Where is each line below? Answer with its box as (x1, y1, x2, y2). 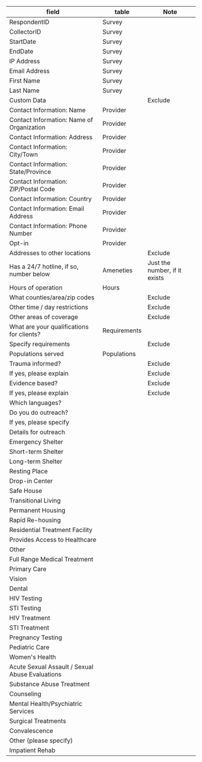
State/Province (9, 168, 51, 176)
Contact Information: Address (9, 133, 93, 141)
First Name (9, 76, 40, 85)
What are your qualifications (9, 323, 89, 330)
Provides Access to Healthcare (9, 536, 97, 544)
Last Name (9, 87, 40, 94)
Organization (9, 123, 46, 131)
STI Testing (9, 604, 41, 612)
